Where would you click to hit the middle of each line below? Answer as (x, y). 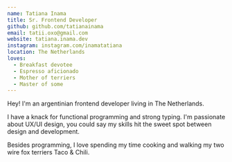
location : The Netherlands (46, 52)
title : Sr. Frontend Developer (52, 20)
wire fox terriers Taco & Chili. (48, 152)
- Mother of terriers (45, 78)
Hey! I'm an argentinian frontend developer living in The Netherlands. (106, 103)
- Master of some (38, 84)
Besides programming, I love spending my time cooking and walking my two (116, 145)
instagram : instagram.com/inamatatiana (65, 45)
